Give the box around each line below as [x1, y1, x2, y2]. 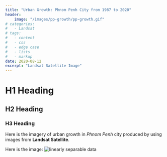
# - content [5, 36, 35, 41]
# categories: [5, 21, 35, 27]
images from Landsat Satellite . [5, 136, 69, 142]
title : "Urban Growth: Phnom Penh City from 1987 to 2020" [5, 7, 132, 13]
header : [5, 12, 22, 17]
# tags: [5, 31, 22, 36]
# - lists [5, 49, 30, 54]
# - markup [5, 54, 33, 59]
